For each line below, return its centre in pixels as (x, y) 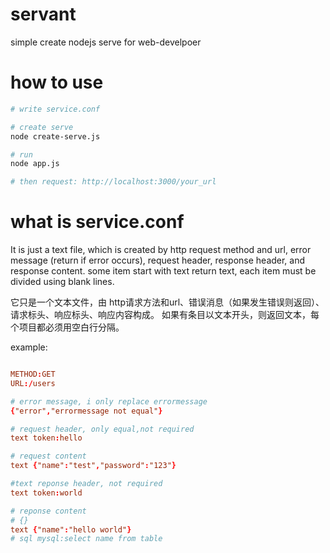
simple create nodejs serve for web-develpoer (106, 42)
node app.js (35, 164)
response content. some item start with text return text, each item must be (163, 271)
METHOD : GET (33, 374)
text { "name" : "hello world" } (71, 529)
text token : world (46, 493)
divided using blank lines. (62, 282)
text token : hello (46, 438)
